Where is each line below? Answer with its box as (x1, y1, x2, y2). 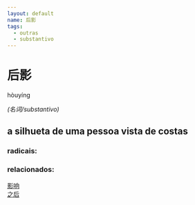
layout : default (7, 10, 54, 17)
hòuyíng (7, 91, 31, 99)
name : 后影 (7, 17, 37, 23)
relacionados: (7, 165, 55, 175)
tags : (7, 23, 23, 30)
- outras (13, 29, 39, 37)
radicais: (7, 146, 38, 156)
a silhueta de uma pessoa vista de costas (7, 126, 189, 137)
